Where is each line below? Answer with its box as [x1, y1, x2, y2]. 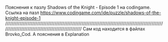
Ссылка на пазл [5, 10, 39, 16]
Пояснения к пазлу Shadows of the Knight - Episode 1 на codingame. [5, 5, 151, 10]
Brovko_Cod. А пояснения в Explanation [5, 31, 90, 37]
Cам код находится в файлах [83, 26, 145, 32]
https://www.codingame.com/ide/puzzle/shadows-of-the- [40, 10, 161, 16]
